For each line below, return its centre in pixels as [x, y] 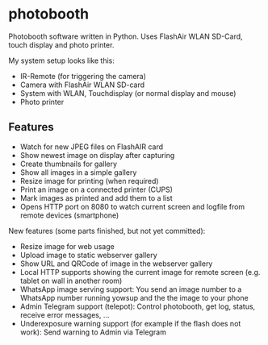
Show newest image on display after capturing [97, 155]
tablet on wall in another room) [71, 281]
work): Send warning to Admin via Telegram [93, 332]
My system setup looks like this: [62, 60]
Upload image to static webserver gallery [88, 255]
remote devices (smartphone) [69, 215]
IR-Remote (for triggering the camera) [83, 76]
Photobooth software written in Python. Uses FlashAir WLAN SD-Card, [126, 36]
